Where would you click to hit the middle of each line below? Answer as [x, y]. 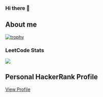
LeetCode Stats [25, 50]
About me [21, 25]
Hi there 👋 [18, 8]
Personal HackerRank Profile [52, 77]
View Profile [18, 89]
